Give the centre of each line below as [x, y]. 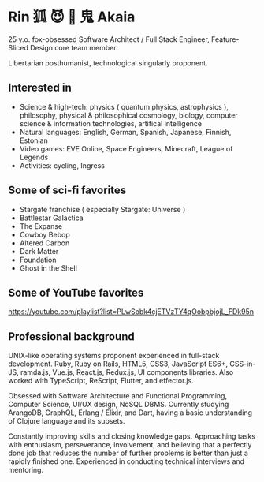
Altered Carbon [45, 243]
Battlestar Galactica [52, 218]
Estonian [34, 140]
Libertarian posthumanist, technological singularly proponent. [108, 63]
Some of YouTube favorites [76, 292]
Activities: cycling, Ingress [62, 165]
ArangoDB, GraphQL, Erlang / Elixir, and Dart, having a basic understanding [130, 413]
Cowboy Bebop [45, 234]
